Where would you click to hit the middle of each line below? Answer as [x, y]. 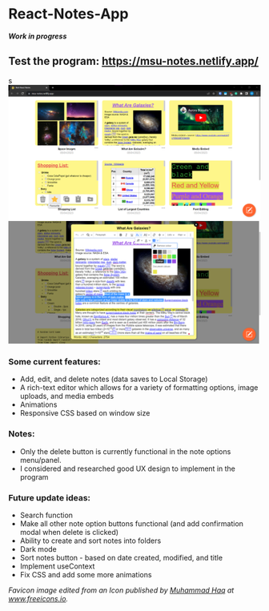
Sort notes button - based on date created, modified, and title [121, 557]
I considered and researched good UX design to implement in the [128, 468]
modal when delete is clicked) [69, 532]
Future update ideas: [49, 497]
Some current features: [55, 362]
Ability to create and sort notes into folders [90, 541]
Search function [46, 515]
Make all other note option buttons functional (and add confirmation [132, 523]
